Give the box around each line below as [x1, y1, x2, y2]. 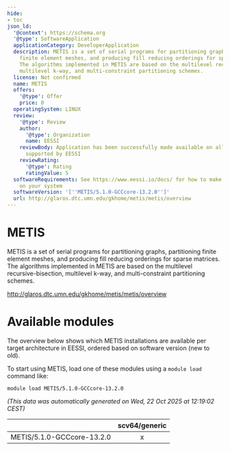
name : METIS [13, 80, 48, 87]
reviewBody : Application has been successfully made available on [19, 144, 213, 151]
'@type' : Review [19, 118, 66, 126]
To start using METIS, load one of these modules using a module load [7, 365, 202, 373]
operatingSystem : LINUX [13, 106, 81, 113]
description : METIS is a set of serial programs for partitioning [13, 49, 207, 56]
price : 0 [19, 100, 44, 106]
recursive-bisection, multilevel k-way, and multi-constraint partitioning [7, 269, 205, 277]
